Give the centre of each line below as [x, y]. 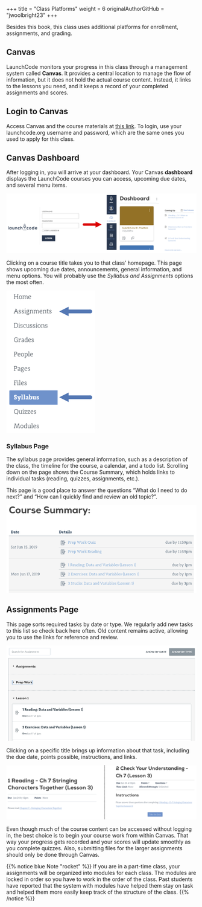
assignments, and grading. [39, 33]
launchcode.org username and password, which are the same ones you [95, 132]
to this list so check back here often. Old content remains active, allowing [97, 630]
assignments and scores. [37, 92]
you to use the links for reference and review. [62, 637]
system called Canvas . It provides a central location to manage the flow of [99, 73]
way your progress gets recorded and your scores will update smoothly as [99, 842]
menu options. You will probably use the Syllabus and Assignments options [100, 276]
